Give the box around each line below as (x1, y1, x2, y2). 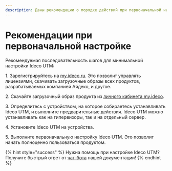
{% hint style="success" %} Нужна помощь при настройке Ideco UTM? (5, 149, 160, 155)
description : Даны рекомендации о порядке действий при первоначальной (5, 7, 161, 13)
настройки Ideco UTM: (5, 62, 55, 69)
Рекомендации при (5, 29, 93, 41)
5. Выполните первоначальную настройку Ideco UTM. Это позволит (5, 134, 154, 140)
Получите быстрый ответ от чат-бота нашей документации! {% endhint (5, 154, 161, 161)
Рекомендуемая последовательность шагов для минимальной (5, 57, 143, 63)
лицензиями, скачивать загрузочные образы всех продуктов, (5, 78, 141, 84)
